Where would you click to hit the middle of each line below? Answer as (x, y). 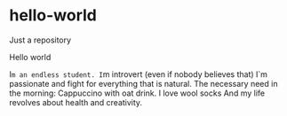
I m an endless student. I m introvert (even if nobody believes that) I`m (139, 74)
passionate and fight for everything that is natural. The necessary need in (143, 83)
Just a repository (40, 40)
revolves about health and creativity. (76, 102)
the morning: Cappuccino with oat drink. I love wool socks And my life (137, 93)
